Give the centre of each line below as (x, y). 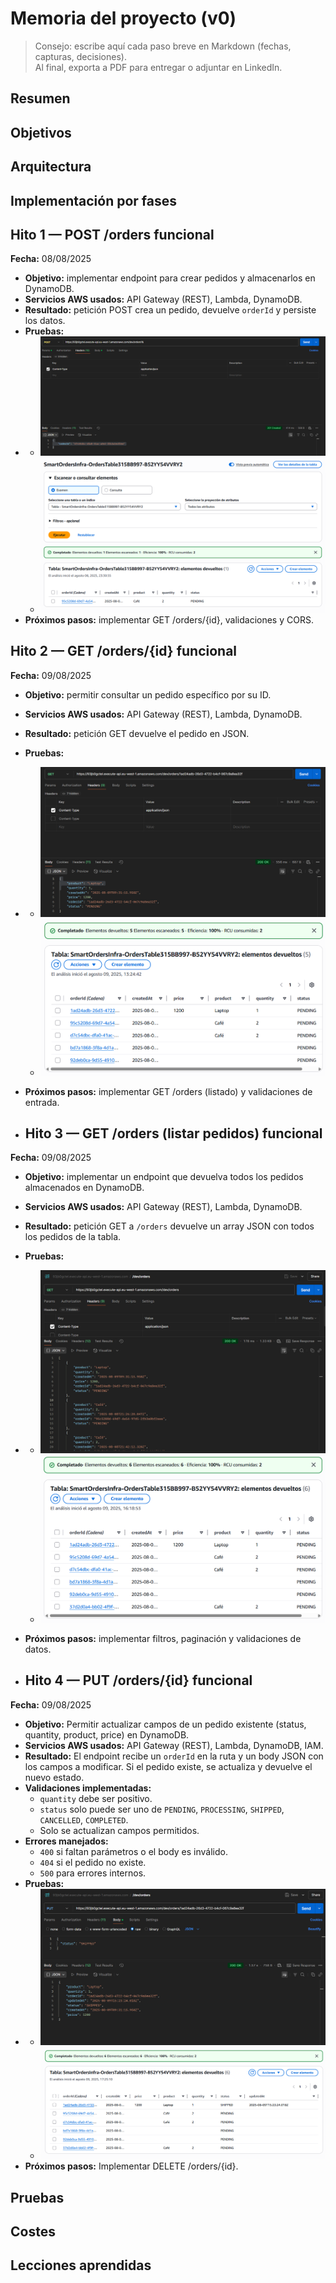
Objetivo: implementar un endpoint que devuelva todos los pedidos (164, 1177)
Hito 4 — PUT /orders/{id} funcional (138, 1680)
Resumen (40, 98)
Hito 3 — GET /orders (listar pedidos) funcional (173, 1133)
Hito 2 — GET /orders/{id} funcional (124, 651)
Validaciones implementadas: (88, 1788)
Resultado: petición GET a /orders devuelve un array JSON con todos (169, 1226)
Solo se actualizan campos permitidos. (119, 1830)
